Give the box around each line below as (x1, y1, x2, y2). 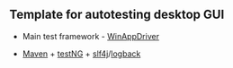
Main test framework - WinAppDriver (22, 30, 160, 41)
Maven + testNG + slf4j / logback (22, 48, 141, 59)
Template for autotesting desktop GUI (9, 7, 225, 22)
